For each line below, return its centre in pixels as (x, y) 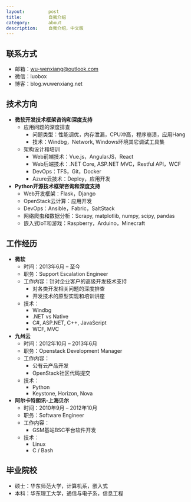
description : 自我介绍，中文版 (45, 28)
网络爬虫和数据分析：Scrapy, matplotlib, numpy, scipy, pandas (99, 215)
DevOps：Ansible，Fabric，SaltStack (69, 208)
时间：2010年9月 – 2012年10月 (60, 408)
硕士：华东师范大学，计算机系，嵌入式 (61, 485)
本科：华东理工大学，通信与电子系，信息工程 (69, 493)
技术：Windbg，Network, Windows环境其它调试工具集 (98, 141)
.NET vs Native (50, 316)
